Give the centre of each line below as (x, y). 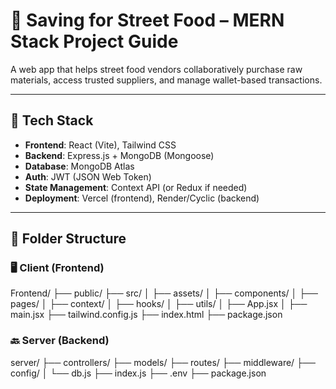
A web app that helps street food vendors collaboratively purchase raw (156, 69)
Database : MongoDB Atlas (79, 166)
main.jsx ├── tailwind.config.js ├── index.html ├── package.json (146, 315)
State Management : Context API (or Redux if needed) (136, 187)
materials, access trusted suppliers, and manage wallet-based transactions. (166, 80)
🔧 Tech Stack (52, 120)
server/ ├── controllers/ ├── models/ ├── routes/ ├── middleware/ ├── (163, 362)
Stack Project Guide (94, 41)
